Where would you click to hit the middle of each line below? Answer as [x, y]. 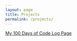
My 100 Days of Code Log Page [39, 33]
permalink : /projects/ [29, 19]
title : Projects [22, 14]
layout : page [19, 10]
